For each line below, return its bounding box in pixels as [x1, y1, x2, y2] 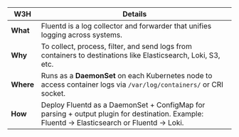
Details [122, 9, 147, 18]
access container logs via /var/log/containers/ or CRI [41, 80, 224, 89]
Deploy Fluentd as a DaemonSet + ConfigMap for [41, 100, 206, 109]
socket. [41, 89, 66, 98]
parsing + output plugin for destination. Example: [41, 109, 204, 119]
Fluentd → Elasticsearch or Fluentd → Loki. [41, 118, 184, 127]
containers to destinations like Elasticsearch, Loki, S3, [41, 50, 221, 60]
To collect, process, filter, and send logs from [41, 42, 192, 51]
